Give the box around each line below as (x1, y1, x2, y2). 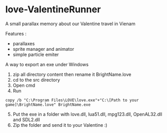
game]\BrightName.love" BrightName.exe (5, 102, 91, 107)
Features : (5, 30, 27, 36)
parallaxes (12, 40, 35, 47)
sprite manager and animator (12, 46, 75, 52)
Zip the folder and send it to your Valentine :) (12, 122, 108, 128)
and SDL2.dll (12, 117, 40, 123)
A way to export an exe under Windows (5, 61, 89, 67)
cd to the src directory (12, 77, 60, 83)
